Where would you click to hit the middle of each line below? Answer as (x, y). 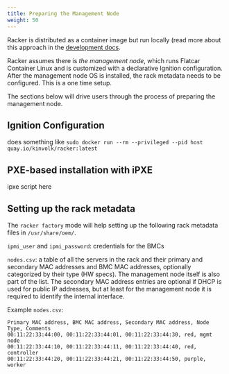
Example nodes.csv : (35, 309)
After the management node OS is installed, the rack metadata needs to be (114, 75)
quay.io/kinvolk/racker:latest (52, 149)
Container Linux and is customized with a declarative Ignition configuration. (115, 68)
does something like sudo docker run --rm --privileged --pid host (105, 142)
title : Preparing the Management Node (63, 14)
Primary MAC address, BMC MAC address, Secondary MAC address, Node (108, 322)
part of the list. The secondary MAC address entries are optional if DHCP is (114, 281)
